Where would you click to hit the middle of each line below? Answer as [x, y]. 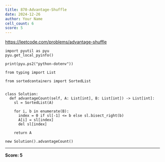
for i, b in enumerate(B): [41, 111]
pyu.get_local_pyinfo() [29, 55]
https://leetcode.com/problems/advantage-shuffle [56, 42]
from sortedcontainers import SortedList [48, 81]
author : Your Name [24, 19]
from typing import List [30, 73]
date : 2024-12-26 [23, 14]
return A [23, 133]
